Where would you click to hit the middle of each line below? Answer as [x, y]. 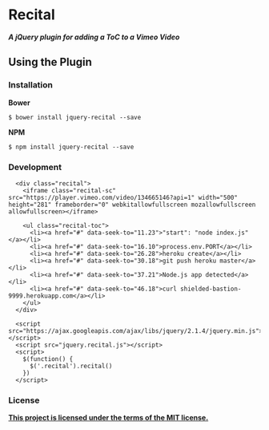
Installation [31, 85]
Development [35, 167]
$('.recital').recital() [71, 366]
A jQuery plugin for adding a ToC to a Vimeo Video [94, 37]
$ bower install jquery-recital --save [75, 117]
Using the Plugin [50, 62]
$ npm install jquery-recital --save [71, 147]
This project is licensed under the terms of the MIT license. [108, 418]
